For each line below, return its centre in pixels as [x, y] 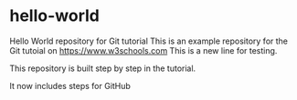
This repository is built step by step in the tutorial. [103, 68]
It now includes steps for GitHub [70, 85]
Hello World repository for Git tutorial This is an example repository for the [149, 41]
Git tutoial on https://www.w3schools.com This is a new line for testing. [143, 50]
